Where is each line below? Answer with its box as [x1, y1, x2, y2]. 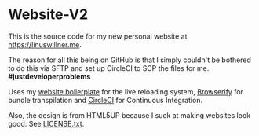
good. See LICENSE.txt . [8, 119, 85, 128]
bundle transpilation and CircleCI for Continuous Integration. [8, 95, 202, 105]
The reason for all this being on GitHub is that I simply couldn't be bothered [8, 55, 251, 64]
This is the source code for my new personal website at [8, 31, 188, 41]
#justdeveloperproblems [8, 72, 91, 81]
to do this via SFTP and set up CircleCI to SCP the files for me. [8, 63, 210, 72]
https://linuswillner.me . [8, 39, 82, 49]
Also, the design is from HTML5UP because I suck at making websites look [8, 110, 251, 119]
